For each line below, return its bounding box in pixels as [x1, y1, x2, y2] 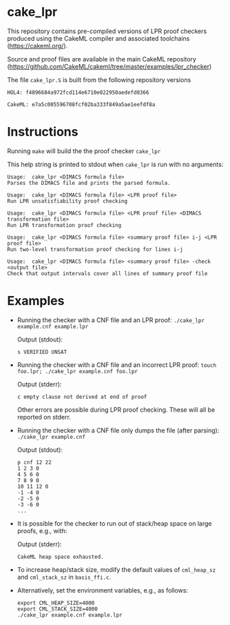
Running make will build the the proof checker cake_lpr [7, 146, 161, 155]
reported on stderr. [17, 413, 71, 421]
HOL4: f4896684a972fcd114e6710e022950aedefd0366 [7, 89, 149, 96]
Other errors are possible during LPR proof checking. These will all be [17, 405, 216, 414]
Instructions [7, 124, 79, 140]
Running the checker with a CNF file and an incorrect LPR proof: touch [17, 360, 217, 369]
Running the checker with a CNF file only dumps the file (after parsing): [17, 426, 220, 435]
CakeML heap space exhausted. [17, 553, 105, 560]
